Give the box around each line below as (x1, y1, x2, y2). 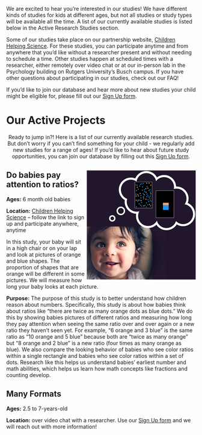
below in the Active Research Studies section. (6, 24, 120, 31)
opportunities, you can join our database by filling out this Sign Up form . (11, 152, 191, 160)
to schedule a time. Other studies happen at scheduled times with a (6, 55, 173, 62)
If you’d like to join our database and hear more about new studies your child (6, 86, 197, 93)
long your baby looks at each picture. (6, 283, 99, 290)
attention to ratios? (6, 180, 79, 190)
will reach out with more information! (6, 423, 97, 430)
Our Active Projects (6, 114, 106, 127)
